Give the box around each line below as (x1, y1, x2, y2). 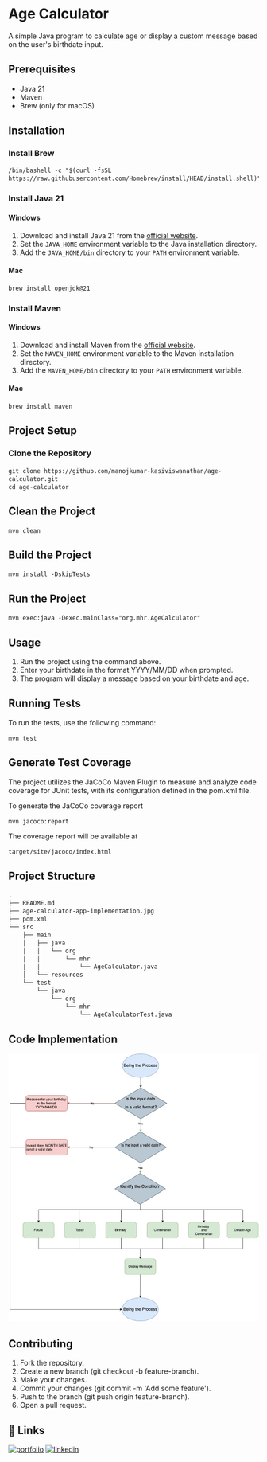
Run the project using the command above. (19, 657, 161, 666)
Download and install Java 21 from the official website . (19, 230, 199, 240)
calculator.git (8, 475, 59, 483)
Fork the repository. (19, 1358, 85, 1368)
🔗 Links (8, 1423, 45, 1437)
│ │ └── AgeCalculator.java (22, 963, 158, 971)
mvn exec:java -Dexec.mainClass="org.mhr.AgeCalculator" (8, 614, 201, 622)
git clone (8, 467, 41, 475)
